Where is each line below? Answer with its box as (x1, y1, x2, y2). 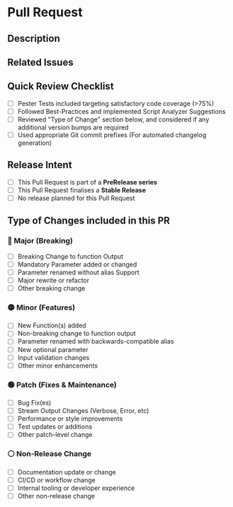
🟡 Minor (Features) (7, 302, 76, 312)
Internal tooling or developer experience (17, 484, 135, 492)
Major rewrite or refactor (17, 276, 90, 284)
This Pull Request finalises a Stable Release (17, 185, 147, 194)
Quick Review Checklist (7, 81, 115, 93)
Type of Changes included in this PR (7, 215, 170, 227)
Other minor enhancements (17, 361, 98, 370)
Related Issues (7, 56, 74, 68)
